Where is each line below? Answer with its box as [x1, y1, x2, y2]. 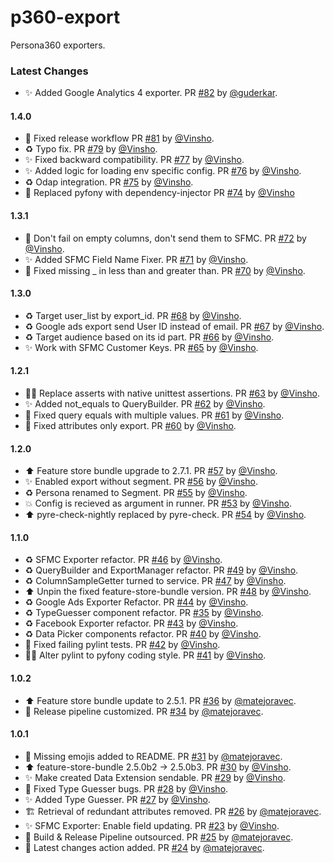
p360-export [10, 6, 121, 29]
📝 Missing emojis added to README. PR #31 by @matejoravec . [24, 750, 283, 762]
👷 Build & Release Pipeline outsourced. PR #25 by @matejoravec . [24, 831, 294, 843]
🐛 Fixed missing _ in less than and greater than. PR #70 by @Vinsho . [24, 264, 306, 276]
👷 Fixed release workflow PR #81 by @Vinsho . [24, 132, 215, 145]
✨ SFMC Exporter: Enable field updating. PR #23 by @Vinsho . [24, 819, 280, 831]
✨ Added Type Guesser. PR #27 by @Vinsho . [24, 793, 211, 805]
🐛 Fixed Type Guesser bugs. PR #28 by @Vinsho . [24, 782, 229, 795]
